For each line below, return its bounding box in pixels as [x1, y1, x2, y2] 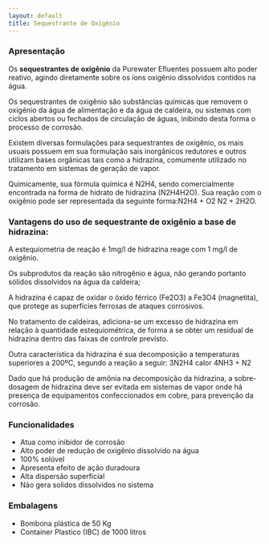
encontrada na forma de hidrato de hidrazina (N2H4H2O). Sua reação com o [8, 187, 262, 197]
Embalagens [8, 500, 59, 511]
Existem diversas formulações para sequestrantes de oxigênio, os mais [8, 137, 244, 147]
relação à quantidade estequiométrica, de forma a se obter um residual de [8, 325, 254, 335]
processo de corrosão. [8, 122, 84, 132]
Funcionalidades [8, 419, 75, 431]
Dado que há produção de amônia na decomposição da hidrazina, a [8, 374, 233, 383]
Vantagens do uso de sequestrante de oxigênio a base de [8, 216, 237, 227]
